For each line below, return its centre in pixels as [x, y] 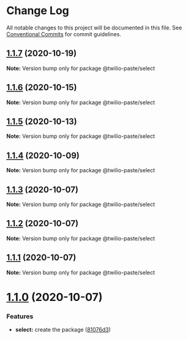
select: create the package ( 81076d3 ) [63, 330]
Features [20, 316]
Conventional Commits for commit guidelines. [64, 34]
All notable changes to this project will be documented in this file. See [94, 28]
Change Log [38, 11]
